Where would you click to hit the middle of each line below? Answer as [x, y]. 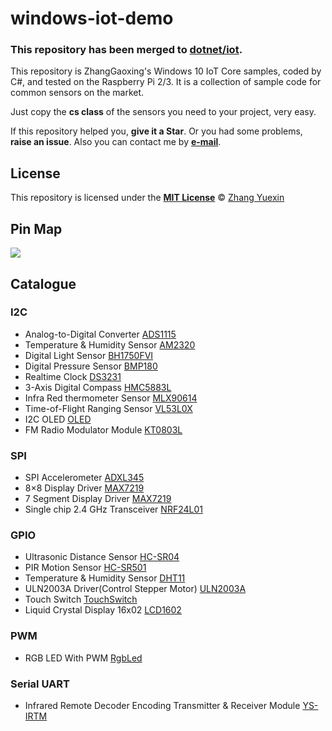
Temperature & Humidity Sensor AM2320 [110, 344]
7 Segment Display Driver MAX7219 [98, 499]
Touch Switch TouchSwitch [81, 599]
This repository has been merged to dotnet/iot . [126, 50]
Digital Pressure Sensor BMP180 [91, 366]
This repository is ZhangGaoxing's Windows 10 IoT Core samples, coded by [166, 71]
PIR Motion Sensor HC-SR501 [85, 568]
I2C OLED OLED [58, 419]
